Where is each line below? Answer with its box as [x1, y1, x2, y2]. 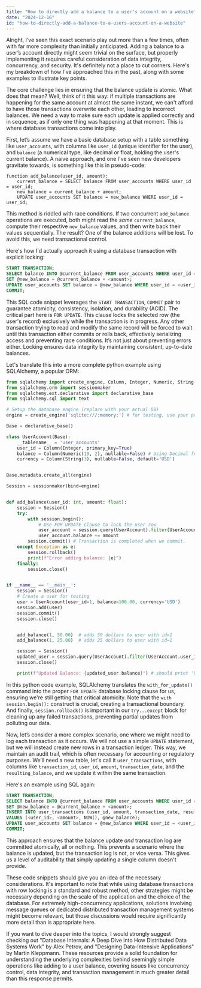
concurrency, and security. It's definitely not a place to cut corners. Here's [6, 62, 190, 69]
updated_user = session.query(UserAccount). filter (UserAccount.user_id [17, 654, 199, 660]
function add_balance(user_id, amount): [6, 173, 109, 179]
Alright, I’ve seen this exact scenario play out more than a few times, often [6, 37, 189, 44]
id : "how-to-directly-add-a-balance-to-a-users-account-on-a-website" [6, 20, 186, 26]
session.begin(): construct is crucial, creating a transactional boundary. [6, 700, 185, 707]
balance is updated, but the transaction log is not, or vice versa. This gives [6, 849, 190, 857]
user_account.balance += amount [38, 532, 119, 539]
